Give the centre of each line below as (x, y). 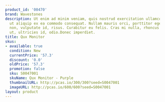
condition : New (25, 51)
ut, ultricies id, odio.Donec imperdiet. (53, 32)
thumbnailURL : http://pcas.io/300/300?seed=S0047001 (65, 82)
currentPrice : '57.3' (32, 55)
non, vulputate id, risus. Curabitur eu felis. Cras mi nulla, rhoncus (84, 28)
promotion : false (27, 69)
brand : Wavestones (24, 14)
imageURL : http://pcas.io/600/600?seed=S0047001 (60, 87)
